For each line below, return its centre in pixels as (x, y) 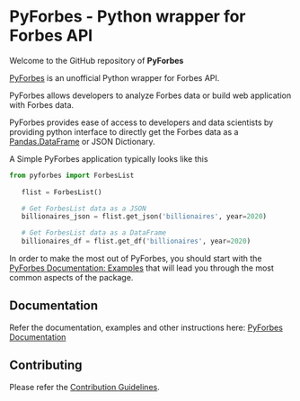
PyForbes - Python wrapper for (128, 17)
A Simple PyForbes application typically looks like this (109, 158)
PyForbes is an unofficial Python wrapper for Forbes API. (115, 77)
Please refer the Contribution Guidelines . (84, 387)
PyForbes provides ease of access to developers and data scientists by (141, 122)
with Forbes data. (42, 104)
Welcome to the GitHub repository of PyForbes (97, 60)
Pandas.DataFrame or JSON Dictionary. (82, 141)
